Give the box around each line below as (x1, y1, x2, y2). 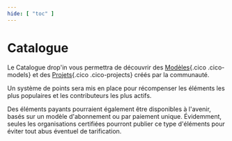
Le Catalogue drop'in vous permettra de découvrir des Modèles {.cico (7, 63, 207, 72)
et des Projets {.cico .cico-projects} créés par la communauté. (32, 70, 210, 78)
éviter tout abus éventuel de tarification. (7, 126, 122, 135)
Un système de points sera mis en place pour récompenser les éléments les (7, 84, 225, 92)
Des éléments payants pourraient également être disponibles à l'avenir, (7, 105, 211, 113)
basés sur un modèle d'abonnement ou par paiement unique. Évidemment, (7, 112, 222, 120)
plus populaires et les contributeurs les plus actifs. (7, 91, 152, 99)
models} (7, 70, 31, 78)
